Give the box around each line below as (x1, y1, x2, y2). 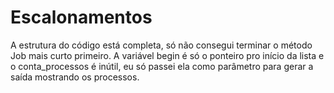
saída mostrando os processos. (10, 71, 140, 83)
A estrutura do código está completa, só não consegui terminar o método (10, 39, 313, 51)
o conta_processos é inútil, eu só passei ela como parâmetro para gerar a (10, 60, 314, 72)
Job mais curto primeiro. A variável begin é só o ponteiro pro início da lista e (10, 49, 325, 61)
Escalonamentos (10, 6, 153, 29)
